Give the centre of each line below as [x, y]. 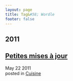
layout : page [19, 10]
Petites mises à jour [36, 56]
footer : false [20, 19]
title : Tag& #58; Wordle [30, 14]
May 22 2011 [18, 68]
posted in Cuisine [23, 73]
